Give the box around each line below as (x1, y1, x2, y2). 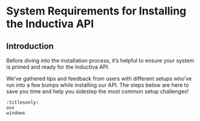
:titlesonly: (6, 99, 39, 105)
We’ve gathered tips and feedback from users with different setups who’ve (6, 75, 192, 82)
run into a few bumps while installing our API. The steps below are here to (6, 81, 189, 88)
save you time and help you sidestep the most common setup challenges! (6, 88, 189, 95)
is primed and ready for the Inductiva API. (6, 63, 110, 70)
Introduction (6, 41, 54, 51)
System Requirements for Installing (6, 4, 187, 18)
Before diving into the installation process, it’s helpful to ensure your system (6, 57, 195, 64)
